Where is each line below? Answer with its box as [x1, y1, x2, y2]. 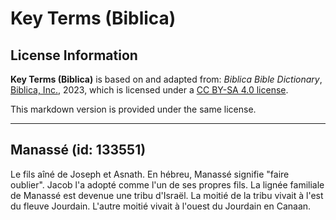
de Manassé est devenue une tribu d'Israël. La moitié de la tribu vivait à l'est [10, 189, 324, 201]
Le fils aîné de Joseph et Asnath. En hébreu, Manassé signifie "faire [10, 168, 290, 180]
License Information [10, 47, 138, 64]
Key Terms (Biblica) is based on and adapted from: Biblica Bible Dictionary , [10, 73, 323, 85]
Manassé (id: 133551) [10, 142, 147, 159]
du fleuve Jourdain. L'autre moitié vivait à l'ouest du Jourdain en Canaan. [10, 200, 312, 212]
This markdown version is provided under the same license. [10, 103, 257, 115]
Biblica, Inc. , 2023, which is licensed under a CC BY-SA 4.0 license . [10, 84, 289, 96]
